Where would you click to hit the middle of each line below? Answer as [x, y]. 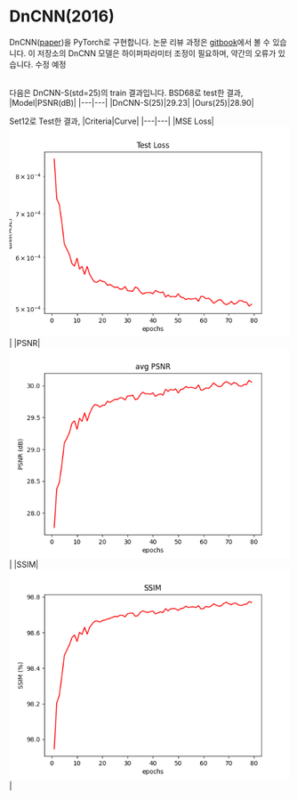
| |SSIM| [24, 564]
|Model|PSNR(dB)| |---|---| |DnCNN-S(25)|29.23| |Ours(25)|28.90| [132, 102]
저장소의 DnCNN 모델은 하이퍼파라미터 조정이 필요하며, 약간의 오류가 [157, 53]
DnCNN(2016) [62, 16]
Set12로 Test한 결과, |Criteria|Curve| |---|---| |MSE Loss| [112, 121]
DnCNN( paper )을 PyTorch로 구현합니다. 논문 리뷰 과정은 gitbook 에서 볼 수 [140, 42]
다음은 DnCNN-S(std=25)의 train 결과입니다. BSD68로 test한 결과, [126, 93]
